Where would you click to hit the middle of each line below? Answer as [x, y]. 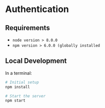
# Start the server [25, 96]
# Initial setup [22, 82]
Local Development [36, 61]
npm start [15, 101]
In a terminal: [19, 73]
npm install [17, 87]
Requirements [27, 28]
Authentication [37, 9]
